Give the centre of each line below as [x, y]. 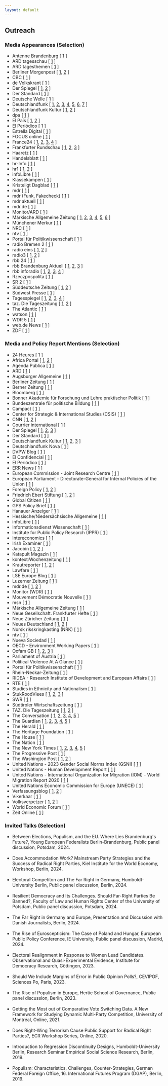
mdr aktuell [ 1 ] [28, 201]
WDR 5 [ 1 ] [24, 320]
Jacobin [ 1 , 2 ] [28, 548]
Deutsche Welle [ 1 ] [33, 99]
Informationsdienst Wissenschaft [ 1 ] [51, 527]
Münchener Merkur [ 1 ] [37, 223]
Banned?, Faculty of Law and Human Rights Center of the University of [86, 901]
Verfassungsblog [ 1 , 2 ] [37, 791]
